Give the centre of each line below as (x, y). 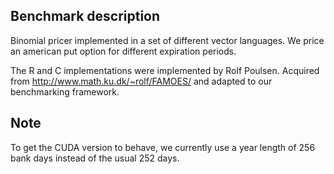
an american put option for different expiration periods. (123, 51)
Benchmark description (85, 16)
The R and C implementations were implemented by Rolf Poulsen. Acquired (165, 70)
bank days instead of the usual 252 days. (95, 158)
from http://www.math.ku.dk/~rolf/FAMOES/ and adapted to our (141, 81)
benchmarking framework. (65, 91)
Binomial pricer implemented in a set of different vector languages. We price (167, 40)
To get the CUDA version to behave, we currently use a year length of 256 (163, 147)
